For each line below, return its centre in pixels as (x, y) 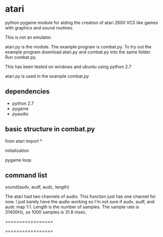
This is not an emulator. (29, 37)
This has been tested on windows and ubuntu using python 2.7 (68, 67)
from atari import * (24, 141)
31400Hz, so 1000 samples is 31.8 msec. (46, 212)
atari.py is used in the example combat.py (47, 76)
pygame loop (18, 160)
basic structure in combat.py (50, 129)
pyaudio (20, 114)
